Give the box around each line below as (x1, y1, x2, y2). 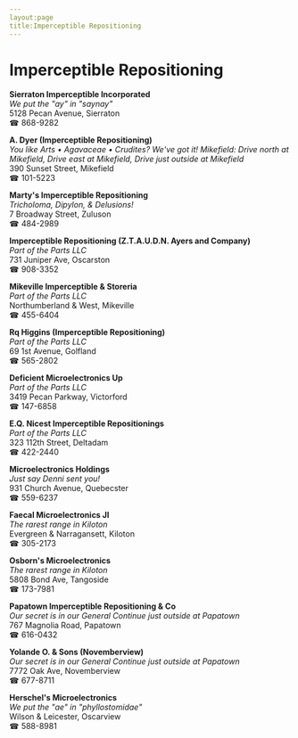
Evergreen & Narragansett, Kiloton (9, 529, 136, 539)
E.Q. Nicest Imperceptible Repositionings (9, 418, 165, 429)
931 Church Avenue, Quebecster (9, 483, 129, 494)
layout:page (9, 12, 54, 22)
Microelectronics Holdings (9, 464, 110, 475)
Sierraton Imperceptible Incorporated (9, 89, 151, 100)
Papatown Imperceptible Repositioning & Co (9, 601, 177, 611)
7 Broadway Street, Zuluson (9, 209, 112, 219)
